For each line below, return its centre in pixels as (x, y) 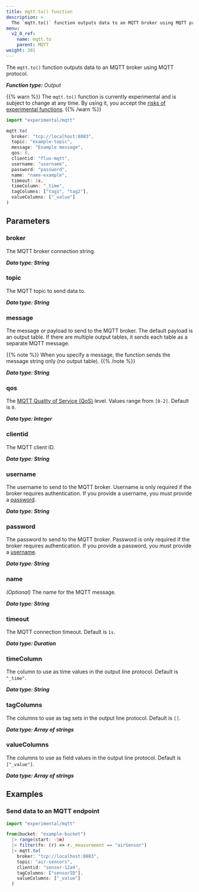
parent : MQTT (33, 45)
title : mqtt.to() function (39, 12)
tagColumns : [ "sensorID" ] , (50, 873)
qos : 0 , (21, 153)
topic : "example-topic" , (42, 142)
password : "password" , (39, 169)
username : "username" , (39, 164)
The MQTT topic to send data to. (46, 291)
